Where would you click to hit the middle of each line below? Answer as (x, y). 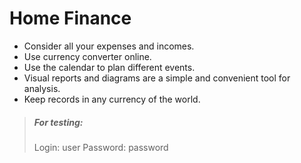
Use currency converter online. (87, 56)
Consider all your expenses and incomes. (109, 46)
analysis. (42, 88)
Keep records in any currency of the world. (112, 99)
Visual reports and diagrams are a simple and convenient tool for (157, 78)
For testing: (58, 122)
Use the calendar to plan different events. (109, 67)
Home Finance (70, 18)
